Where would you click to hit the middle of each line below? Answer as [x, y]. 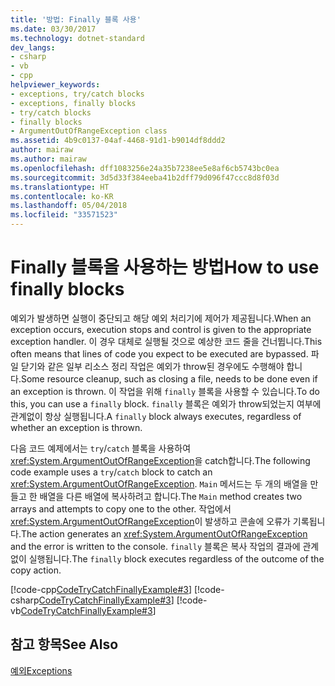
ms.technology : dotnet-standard [77, 38]
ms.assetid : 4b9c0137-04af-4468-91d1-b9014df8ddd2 [118, 141]
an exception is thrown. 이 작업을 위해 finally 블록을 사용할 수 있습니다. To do [165, 391]
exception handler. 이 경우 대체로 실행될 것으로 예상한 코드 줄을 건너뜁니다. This [166, 341]
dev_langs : [33, 47]
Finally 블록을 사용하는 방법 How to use [165, 267]
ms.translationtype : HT [60, 187]
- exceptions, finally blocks [73, 103]
